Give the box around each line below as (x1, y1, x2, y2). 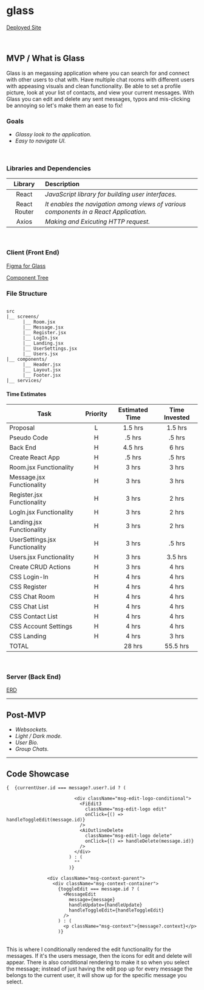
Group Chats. (15, 745, 49, 753)
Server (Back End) (6, 673, 61, 681)
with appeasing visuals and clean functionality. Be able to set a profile (6, 82, 181, 89)
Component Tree (6, 274, 49, 281)
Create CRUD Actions (9, 563, 71, 571)
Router (15, 207, 34, 216)
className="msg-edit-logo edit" (84, 806, 167, 812)
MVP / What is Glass (6, 53, 85, 64)
